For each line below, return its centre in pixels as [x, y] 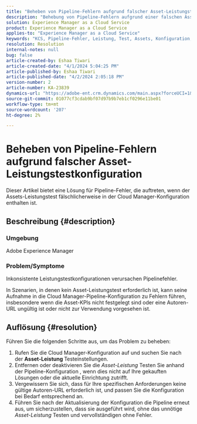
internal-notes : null [33, 50]
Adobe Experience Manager [40, 250]
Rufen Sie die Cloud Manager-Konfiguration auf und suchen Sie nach [98, 352]
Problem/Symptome [35, 266]
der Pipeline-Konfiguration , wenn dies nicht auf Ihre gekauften [91, 371]
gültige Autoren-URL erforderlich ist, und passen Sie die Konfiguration [99, 390]
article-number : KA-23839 [38, 88]
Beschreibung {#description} [61, 221]
